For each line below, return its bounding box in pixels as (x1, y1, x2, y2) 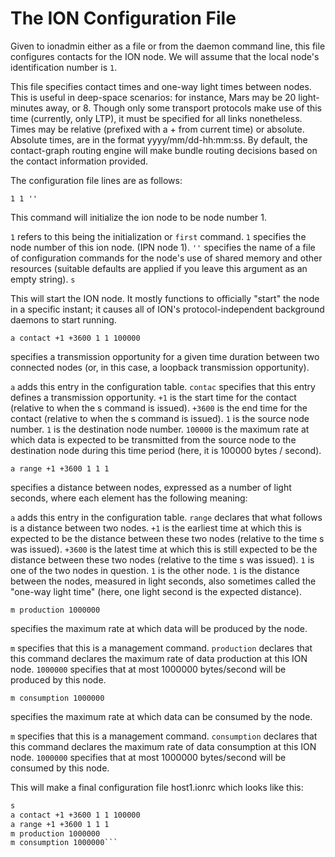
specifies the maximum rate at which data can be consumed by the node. (10, 710, 313, 722)
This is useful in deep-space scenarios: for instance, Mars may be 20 (10, 91, 297, 103)
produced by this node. (10, 673, 107, 686)
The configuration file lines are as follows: (10, 174, 183, 186)
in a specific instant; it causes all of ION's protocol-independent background (10, 303, 325, 315)
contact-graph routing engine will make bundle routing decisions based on (10, 144, 318, 156)
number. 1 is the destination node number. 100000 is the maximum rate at (10, 423, 310, 435)
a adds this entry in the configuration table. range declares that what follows (10, 511, 323, 523)
